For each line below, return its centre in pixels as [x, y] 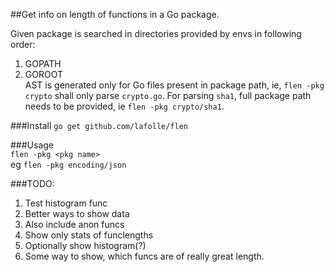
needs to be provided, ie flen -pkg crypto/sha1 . [124, 106]
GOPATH [43, 63]
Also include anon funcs [74, 224]
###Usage [32, 145]
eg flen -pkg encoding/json [68, 164]
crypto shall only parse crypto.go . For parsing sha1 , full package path [168, 95]
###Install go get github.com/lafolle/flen [99, 125]
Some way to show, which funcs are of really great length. [144, 256]
